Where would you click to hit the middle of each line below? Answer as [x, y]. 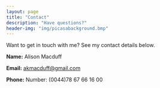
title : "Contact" [28, 17]
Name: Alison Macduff [34, 56]
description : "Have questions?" [46, 23]
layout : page [22, 12]
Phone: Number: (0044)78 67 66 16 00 [55, 80]
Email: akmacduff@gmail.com [43, 68]
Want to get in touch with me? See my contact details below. [81, 45]
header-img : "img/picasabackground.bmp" [58, 28]
